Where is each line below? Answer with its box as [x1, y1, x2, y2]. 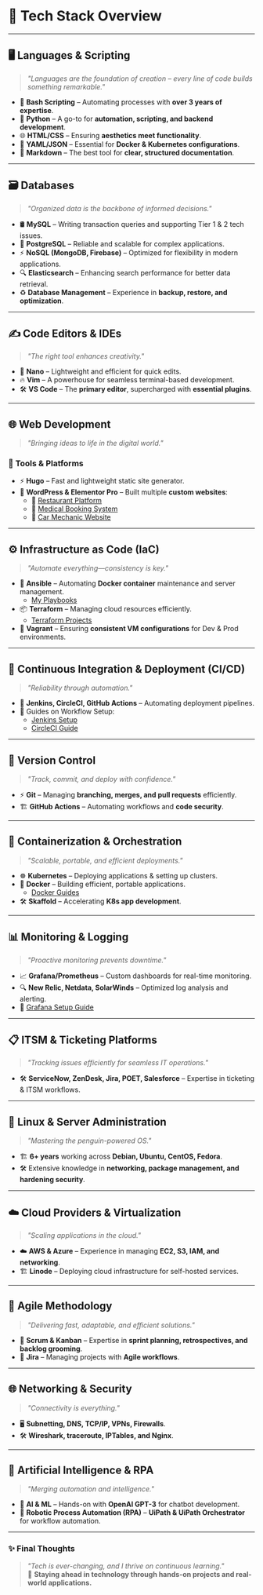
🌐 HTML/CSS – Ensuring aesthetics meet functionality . [19, 130, 202, 140]
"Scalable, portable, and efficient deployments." [27, 856, 183, 865]
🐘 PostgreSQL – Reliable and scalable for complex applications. [19, 239, 225, 248]
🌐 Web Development [8, 418, 111, 431]
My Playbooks [31, 596, 77, 605]
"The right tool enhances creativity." [27, 352, 145, 361]
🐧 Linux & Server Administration [8, 1115, 167, 1129]
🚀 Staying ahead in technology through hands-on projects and [27, 1569, 235, 1579]
